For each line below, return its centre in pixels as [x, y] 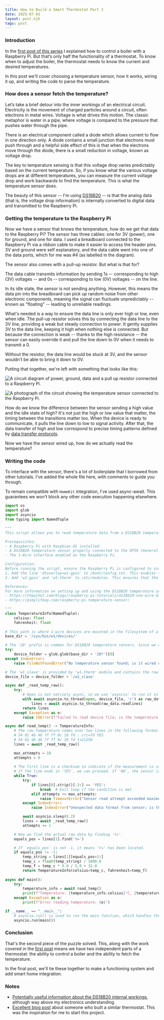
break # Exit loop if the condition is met [86, 789]
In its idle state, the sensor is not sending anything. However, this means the [82, 288]
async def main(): [24, 880]
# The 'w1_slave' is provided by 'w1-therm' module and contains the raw [82, 672]
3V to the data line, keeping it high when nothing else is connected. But [77, 329]
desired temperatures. [27, 67]
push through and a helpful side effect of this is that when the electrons [77, 145]
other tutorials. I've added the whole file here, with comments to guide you [80, 477]
